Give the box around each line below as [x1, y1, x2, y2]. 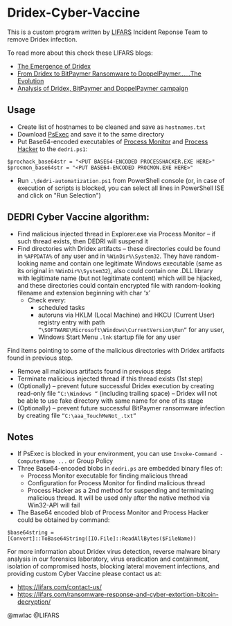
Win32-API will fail [27, 501, 80, 510]
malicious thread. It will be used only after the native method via [27, 494, 210, 502]
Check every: [27, 296, 66, 304]
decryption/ [17, 598, 51, 606]
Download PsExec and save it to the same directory [17, 130, 165, 138]
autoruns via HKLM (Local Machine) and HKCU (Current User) [37, 311, 215, 319]
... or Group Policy [57, 457, 114, 465]
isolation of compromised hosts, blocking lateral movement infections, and [7, 562, 220, 571]
